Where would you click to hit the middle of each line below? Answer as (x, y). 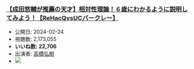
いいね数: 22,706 (36, 46)
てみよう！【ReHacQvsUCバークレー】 (62, 18)
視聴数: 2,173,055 (35, 39)
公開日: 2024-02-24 (39, 32)
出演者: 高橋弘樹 (34, 54)
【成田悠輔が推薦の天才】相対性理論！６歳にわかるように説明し (97, 9)
